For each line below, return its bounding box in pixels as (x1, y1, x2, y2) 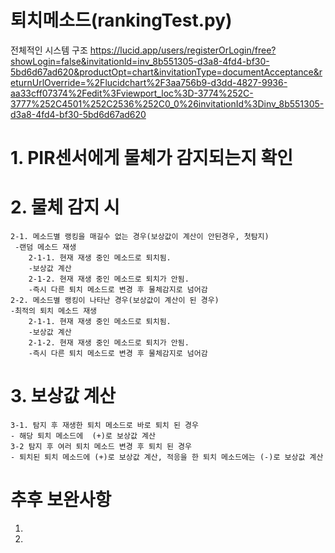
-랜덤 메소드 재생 (14, 242, 77, 253)
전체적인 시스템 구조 (10, 44, 88, 56)
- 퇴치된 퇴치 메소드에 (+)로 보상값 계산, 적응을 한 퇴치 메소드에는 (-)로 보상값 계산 (10, 452, 324, 462)
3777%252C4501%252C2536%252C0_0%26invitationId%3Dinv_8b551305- (10, 97, 325, 110)
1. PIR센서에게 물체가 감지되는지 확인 (10, 147, 294, 170)
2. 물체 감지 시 (10, 196, 120, 219)
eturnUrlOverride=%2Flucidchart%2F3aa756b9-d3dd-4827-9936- (10, 76, 288, 88)
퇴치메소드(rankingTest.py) (10, 9, 233, 32)
